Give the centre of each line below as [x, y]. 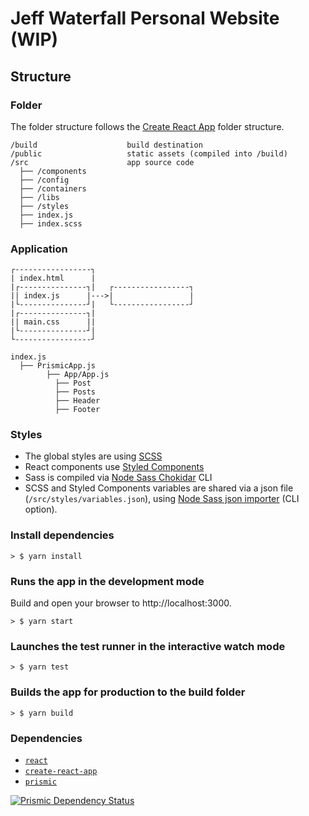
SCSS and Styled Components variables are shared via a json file [159, 488]
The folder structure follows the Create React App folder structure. [147, 126]
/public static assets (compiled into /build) [149, 153]
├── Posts [75, 392]
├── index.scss [51, 223]
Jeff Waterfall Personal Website [145, 18]
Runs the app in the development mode [107, 581]
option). [41, 509]
